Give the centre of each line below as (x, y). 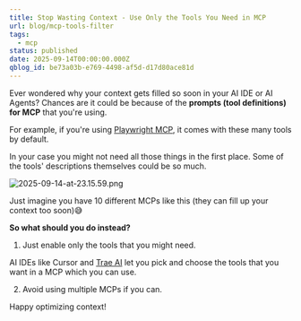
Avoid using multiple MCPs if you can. (92, 289)
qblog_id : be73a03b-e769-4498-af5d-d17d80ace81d (102, 68)
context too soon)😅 (46, 210)
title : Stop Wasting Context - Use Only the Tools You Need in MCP (138, 17)
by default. (29, 139)
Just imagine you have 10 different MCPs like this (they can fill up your (139, 200)
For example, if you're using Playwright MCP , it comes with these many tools (150, 129)
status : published (43, 51)
